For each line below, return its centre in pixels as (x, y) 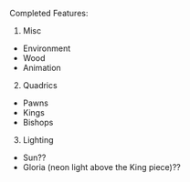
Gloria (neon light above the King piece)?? (101, 167)
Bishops (38, 122)
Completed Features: (49, 13)
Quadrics (40, 85)
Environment (47, 48)
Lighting (38, 140)
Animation (42, 68)
